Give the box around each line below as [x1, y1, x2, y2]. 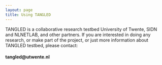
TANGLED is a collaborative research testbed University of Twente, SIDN [5, 26, 157, 32]
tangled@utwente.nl [5, 54, 50, 60]
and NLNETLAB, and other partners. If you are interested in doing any [5, 31, 151, 38]
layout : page [5, 7, 33, 13]
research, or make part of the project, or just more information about [5, 37, 149, 43]
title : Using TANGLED [5, 12, 51, 17]
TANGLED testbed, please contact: [5, 42, 78, 48]
